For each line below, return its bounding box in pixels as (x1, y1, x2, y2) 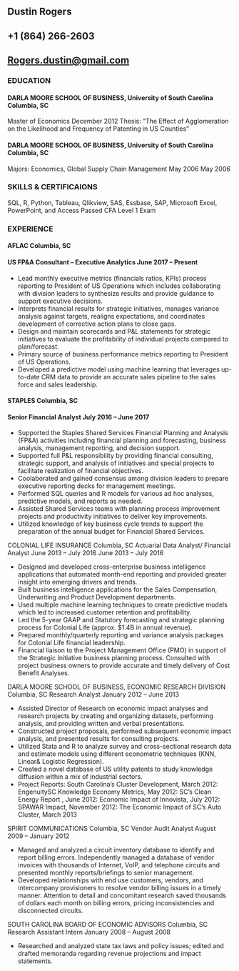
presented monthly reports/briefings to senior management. (17, 868, 195, 877)
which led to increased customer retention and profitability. (17, 608, 192, 617)
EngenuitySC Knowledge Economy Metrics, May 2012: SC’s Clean (17, 787, 212, 796)
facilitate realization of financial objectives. (17, 467, 144, 475)
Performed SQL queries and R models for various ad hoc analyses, (17, 489, 214, 498)
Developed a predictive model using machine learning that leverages (17, 364, 220, 374)
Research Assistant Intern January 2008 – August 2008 (7, 928, 171, 937)
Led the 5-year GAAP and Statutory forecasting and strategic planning (17, 616, 225, 624)
